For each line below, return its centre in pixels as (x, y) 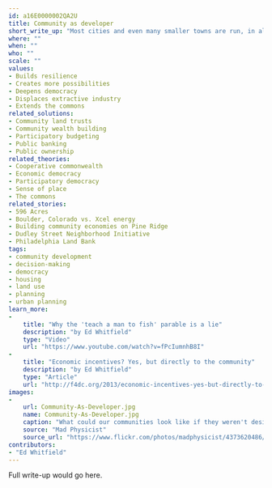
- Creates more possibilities (59, 83)
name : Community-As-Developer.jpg (81, 415)
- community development (50, 257)
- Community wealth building (57, 129)
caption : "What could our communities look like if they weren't (136, 422)
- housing (25, 279)
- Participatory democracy (54, 182)
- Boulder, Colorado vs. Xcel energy (72, 219)
